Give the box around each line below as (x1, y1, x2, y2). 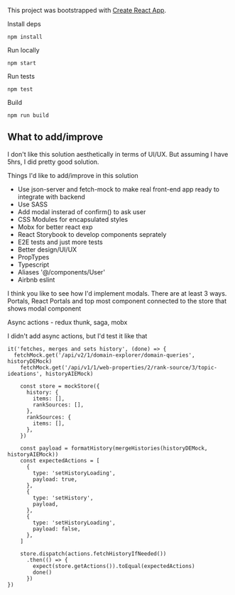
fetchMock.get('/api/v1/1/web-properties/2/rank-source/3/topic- (20, 364, 218, 371)
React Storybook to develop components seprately (17, 230, 167, 238)
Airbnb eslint (17, 275, 55, 284)
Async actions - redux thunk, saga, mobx (7, 318, 128, 326)
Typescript (17, 260, 50, 269)
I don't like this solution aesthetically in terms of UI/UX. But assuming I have (7, 150, 229, 158)
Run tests (7, 72, 35, 80)
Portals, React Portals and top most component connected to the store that (7, 296, 227, 305)
